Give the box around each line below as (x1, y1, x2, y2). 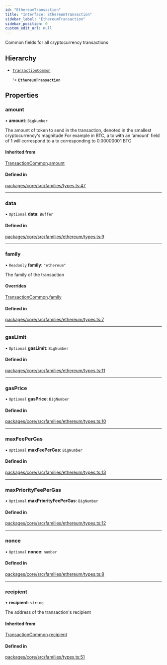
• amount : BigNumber (5, 118, 48, 124)
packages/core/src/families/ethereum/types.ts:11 (5, 367, 105, 374)
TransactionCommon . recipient (5, 632, 67, 638)
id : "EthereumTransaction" (5, 7, 61, 12)
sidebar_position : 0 (5, 21, 48, 26)
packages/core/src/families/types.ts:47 (5, 183, 86, 189)
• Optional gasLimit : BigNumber (5, 345, 69, 351)
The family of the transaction (5, 271, 65, 277)
